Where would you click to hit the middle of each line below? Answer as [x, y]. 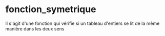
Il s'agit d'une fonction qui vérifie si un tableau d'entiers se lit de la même [82, 23]
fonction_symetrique [51, 9]
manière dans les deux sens [35, 28]
